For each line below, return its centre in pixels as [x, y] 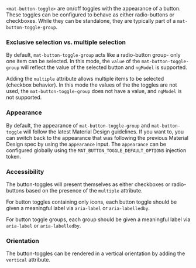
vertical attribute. [28, 260]
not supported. [24, 97]
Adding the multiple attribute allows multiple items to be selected [85, 79]
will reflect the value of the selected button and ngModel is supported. [104, 67]
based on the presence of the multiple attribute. [84, 190]
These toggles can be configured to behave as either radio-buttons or [90, 15]
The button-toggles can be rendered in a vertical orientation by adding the [96, 253]
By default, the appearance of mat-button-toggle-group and [78, 125]
